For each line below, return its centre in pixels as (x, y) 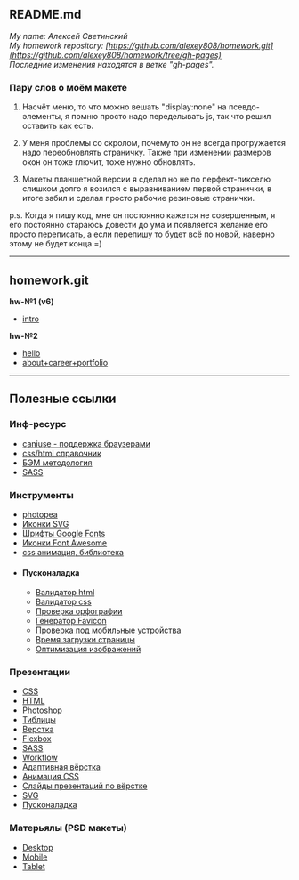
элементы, (43, 117)
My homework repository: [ (59, 45)
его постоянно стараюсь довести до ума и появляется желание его (139, 225)
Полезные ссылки (63, 399)
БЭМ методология (57, 463)
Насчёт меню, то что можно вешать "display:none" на (124, 107)
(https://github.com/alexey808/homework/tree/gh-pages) (115, 55)
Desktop (37, 847)
